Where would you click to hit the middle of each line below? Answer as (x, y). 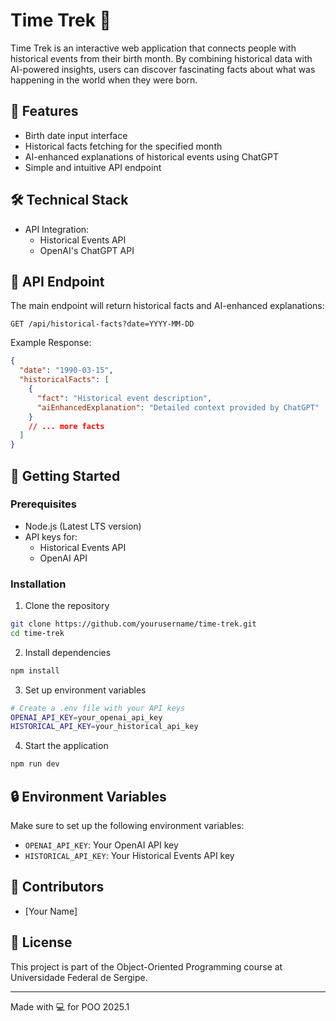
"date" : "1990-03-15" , (66, 370)
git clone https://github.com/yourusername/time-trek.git (133, 624)
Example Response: (51, 343)
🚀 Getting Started (65, 475)
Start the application (66, 746)
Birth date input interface (76, 135)
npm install (35, 670)
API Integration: (57, 229)
